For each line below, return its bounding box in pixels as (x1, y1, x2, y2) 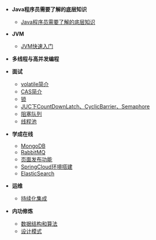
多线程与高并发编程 (11, 55, 60, 62)
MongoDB (20, 142, 46, 149)
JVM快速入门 (20, 43, 54, 49)
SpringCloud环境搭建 (20, 163, 73, 170)
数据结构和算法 (20, 220, 58, 227)
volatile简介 (20, 80, 49, 88)
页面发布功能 (20, 156, 52, 163)
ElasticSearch (20, 170, 55, 177)
